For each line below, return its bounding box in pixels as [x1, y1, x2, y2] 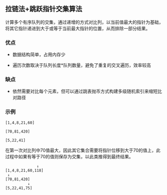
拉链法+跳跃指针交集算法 [5, 5, 83, 14]
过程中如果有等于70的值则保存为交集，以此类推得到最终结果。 [5, 153, 134, 159]
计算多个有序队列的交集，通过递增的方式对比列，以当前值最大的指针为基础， [5, 19, 163, 25]
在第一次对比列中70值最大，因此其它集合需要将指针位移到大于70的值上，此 [5, 147, 161, 153]
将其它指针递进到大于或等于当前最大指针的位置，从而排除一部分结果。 [5, 25, 150, 31]
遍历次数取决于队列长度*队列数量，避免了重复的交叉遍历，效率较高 [12, 62, 151, 68]
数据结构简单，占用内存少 [12, 52, 66, 58]
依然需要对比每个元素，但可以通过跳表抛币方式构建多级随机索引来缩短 [12, 88, 158, 94]
